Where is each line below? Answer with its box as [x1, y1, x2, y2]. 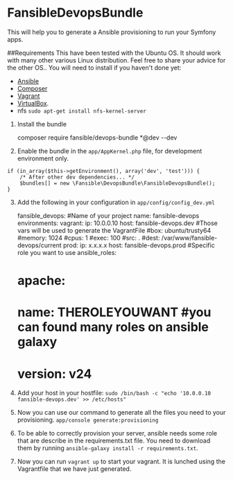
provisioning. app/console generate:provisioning [17, 415, 159, 424]
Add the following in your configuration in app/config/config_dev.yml [17, 198, 215, 206]
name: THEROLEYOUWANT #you [17, 304, 212, 320]
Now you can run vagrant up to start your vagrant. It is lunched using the [17, 457, 225, 466]
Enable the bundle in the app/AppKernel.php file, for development [17, 147, 202, 155]
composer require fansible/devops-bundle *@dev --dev [17, 133, 178, 142]
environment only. [17, 154, 69, 163]
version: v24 [17, 366, 92, 381]
